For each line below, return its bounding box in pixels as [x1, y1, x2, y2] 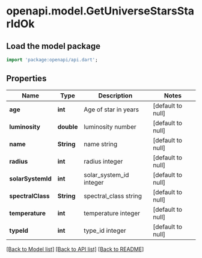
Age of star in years [84, 105, 139, 114]
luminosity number [84, 122, 136, 131]
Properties [6, 73, 47, 84]
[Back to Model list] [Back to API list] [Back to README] [6, 245, 144, 253]
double [57, 122, 78, 131]
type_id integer [84, 226, 126, 235]
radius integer [84, 157, 123, 165]
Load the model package [6, 41, 101, 51]
